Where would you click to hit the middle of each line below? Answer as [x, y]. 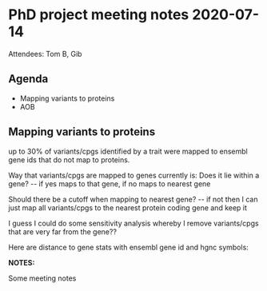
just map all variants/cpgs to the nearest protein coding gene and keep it [128, 207]
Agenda [28, 79]
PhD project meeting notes [99, 15]
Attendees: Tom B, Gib [45, 54]
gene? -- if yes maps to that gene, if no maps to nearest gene [110, 183]
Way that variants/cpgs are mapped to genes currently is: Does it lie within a [134, 175]
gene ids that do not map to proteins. [69, 159]
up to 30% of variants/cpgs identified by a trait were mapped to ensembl [128, 151]
